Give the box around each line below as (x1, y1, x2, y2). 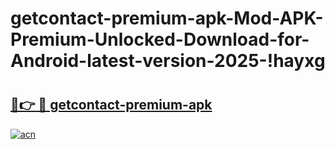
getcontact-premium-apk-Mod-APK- (10, 7, 324, 30)
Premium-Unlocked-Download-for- (10, 28, 310, 51)
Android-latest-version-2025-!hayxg (10, 50, 326, 72)
